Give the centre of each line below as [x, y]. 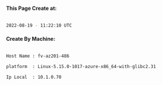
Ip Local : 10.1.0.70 [34, 77]
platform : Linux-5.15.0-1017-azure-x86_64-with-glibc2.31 [81, 67]
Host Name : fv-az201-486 [38, 56]
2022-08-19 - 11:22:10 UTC [39, 26]
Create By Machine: [31, 38]
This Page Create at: [31, 8]
